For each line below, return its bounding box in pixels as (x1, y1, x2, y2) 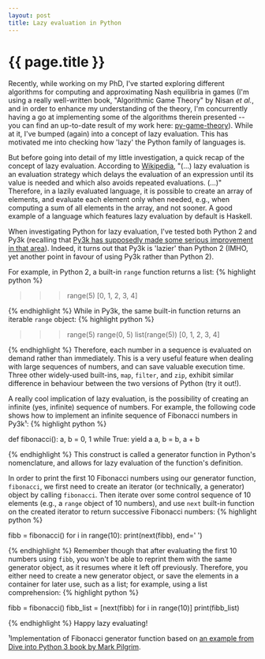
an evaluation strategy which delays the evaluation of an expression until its (8, 170, 254, 179)
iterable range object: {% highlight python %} (8, 315, 155, 324)
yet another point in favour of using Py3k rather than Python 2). (8, 252, 215, 261)
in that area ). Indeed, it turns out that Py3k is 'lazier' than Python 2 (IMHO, (8, 244, 248, 253)
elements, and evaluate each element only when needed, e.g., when (8, 195, 230, 204)
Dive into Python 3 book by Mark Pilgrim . (8, 642, 141, 652)
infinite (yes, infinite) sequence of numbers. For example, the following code (8, 403, 256, 412)
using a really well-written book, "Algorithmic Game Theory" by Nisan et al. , (8, 95, 254, 105)
